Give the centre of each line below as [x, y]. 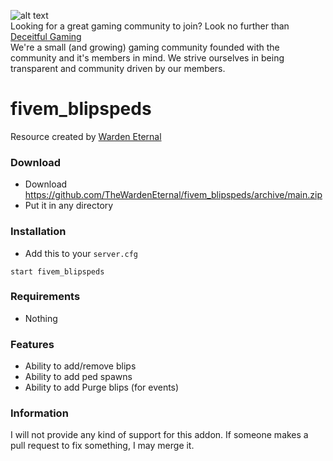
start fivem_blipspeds [57, 271]
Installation [38, 232]
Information [39, 413]
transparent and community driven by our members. [118, 68]
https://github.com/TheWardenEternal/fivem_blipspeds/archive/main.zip [173, 195]
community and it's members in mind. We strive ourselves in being [147, 58]
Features [32, 344]
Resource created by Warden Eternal [86, 136]
